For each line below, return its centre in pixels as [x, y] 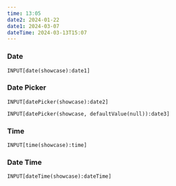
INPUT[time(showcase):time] [47, 145]
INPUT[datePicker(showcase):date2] [58, 102]
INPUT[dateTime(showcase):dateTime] [59, 176]
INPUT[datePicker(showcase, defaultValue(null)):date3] [88, 114]
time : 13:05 [24, 13]
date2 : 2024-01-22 [33, 20]
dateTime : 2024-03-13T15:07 [47, 32]
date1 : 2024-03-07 [33, 26]
